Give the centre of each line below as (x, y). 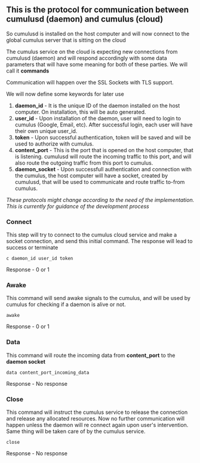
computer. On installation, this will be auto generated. (80, 112)
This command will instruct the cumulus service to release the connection (97, 412)
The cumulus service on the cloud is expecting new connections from (92, 52)
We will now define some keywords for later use (65, 94)
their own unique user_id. (46, 131)
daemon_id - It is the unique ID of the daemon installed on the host (97, 105)
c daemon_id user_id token (40, 259)
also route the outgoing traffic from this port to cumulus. (84, 163)
